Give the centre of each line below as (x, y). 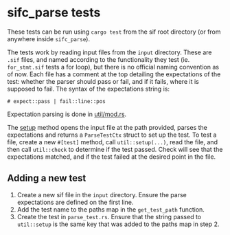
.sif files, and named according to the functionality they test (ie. (99, 59)
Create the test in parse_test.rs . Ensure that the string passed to (109, 216)
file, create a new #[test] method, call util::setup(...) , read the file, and (113, 142)
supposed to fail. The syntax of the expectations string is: (89, 89)
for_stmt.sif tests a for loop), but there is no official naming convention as (113, 67)
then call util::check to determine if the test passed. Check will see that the (115, 149)
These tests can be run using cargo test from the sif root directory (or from (114, 32)
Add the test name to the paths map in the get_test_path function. (111, 209)
